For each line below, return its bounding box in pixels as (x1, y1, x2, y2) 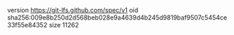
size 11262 (49, 21, 79, 29)
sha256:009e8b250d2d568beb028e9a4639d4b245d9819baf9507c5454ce (7, 13, 228, 22)
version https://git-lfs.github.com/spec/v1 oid (7, 6, 139, 14)
